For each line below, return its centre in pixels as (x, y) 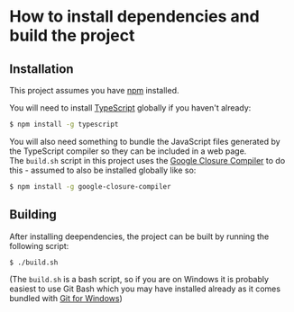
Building (33, 214)
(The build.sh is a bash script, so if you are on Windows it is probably (139, 280)
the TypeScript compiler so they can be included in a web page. (128, 151)
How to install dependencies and (134, 17)
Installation (41, 69)
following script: (39, 245)
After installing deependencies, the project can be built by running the (139, 236)
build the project (72, 36)
